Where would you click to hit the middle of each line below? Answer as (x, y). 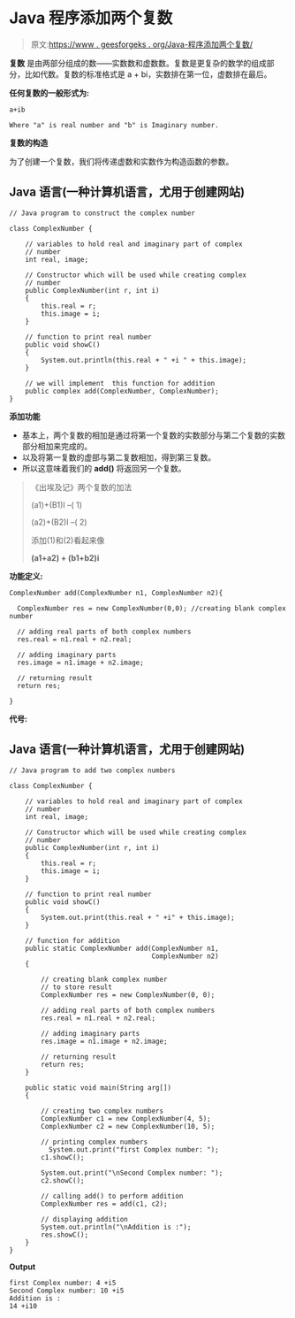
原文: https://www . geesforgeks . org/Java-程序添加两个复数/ (142, 44)
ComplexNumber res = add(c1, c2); (104, 1204)
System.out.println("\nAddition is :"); (116, 1227)
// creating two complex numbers (102, 1111)
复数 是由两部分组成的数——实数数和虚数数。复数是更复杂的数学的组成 (138, 63)
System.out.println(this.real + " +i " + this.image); (144, 360)
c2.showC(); (63, 1180)
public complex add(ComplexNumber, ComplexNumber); (122, 391)
